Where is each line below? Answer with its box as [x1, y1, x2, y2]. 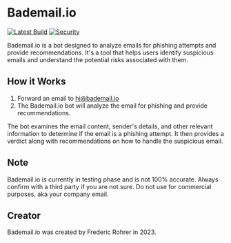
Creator [7, 209, 41, 222]
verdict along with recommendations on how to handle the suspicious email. [7, 137, 223, 145]
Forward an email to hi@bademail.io [17, 94, 119, 102]
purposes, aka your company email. [7, 190, 109, 198]
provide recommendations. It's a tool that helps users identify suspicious [7, 48, 214, 57]
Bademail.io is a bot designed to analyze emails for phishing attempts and [7, 41, 217, 49]
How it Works [7, 76, 66, 88]
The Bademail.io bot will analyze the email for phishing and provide [17, 101, 208, 110]
